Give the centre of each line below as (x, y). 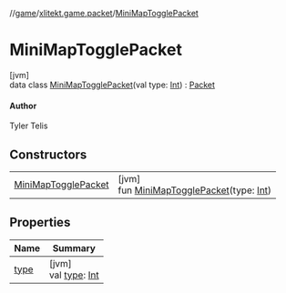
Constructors (48, 154)
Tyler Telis (29, 126)
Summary (74, 248)
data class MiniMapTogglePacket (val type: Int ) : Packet (112, 85)
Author (23, 106)
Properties (40, 222)
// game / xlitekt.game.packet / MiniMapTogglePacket (104, 13)
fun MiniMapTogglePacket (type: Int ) (194, 190)
